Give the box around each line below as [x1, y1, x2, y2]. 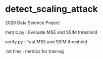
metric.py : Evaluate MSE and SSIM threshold [5, 29, 98, 35]
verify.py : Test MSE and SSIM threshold [5, 38, 88, 45]
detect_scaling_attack [5, 3, 98, 15]
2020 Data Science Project [5, 20, 60, 26]
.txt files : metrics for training [5, 48, 64, 54]
